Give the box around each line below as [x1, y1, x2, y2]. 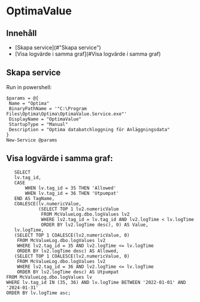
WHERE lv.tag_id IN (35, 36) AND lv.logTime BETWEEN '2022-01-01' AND [6, 279, 186, 285]
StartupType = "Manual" [8, 121, 68, 127]
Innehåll [6, 28, 37, 38]
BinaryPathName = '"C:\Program [8, 105, 87, 111]
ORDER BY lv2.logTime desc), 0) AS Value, [41, 222, 149, 228]
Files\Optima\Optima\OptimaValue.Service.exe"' [6, 111, 128, 117]
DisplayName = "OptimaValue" [8, 116, 82, 122]
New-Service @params [6, 137, 58, 143]
